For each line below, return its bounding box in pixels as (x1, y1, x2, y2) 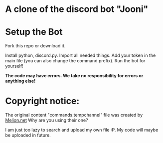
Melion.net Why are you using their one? (5, 117, 88, 123)
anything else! (5, 78, 36, 84)
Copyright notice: (5, 96, 80, 107)
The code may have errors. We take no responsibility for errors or (5, 73, 144, 79)
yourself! (5, 63, 23, 69)
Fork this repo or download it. (5, 43, 66, 49)
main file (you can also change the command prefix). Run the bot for (5, 58, 146, 64)
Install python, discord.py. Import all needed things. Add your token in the (5, 52, 156, 58)
